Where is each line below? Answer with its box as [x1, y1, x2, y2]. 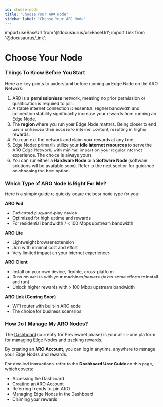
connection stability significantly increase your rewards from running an [12, 110, 157, 116]
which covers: [5, 366, 33, 372]
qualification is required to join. [12, 100, 74, 106]
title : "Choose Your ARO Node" [5, 12, 69, 17]
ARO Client [5, 259, 28, 265]
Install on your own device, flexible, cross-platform [12, 269, 114, 275]
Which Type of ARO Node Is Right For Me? [5, 180, 107, 187]
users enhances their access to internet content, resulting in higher [12, 126, 147, 132]
